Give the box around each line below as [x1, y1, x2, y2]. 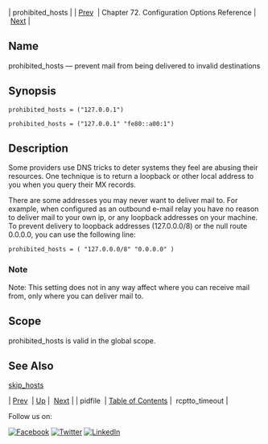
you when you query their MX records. [8, 180, 137, 189]
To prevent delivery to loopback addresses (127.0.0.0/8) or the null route [8, 222, 248, 231]
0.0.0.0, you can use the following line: [8, 230, 137, 239]
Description [8, 142, 68, 156]
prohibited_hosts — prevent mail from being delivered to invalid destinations [8, 60, 261, 70]
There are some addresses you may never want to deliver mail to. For [8, 196, 238, 205]
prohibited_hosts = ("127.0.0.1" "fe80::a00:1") [8, 119, 175, 128]
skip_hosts [8, 380, 44, 390]
